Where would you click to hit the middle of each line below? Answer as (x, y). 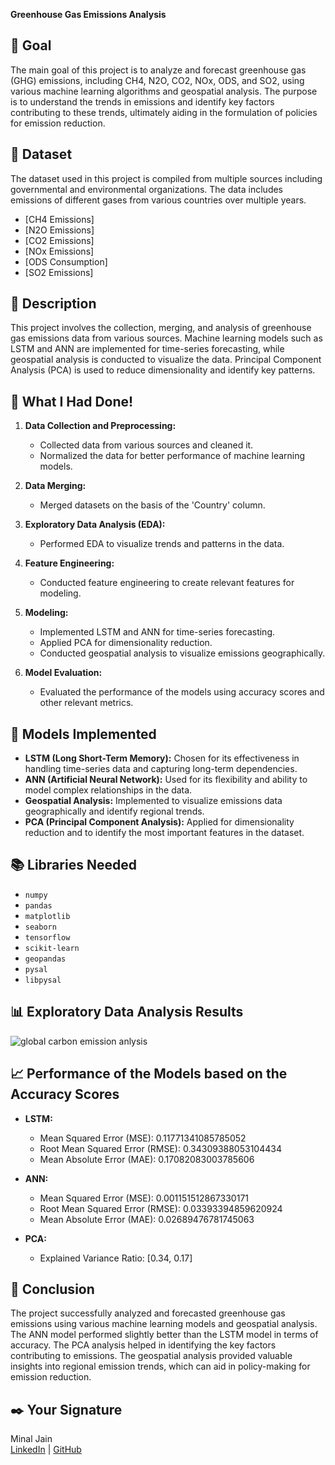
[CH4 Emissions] (59, 219)
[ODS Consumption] (66, 261)
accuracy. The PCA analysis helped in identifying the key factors (143, 1345)
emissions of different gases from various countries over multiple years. (158, 200)
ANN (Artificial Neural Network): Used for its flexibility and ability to (166, 780)
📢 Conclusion (52, 1289)
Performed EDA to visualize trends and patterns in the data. (162, 544)
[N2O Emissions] (59, 230)
